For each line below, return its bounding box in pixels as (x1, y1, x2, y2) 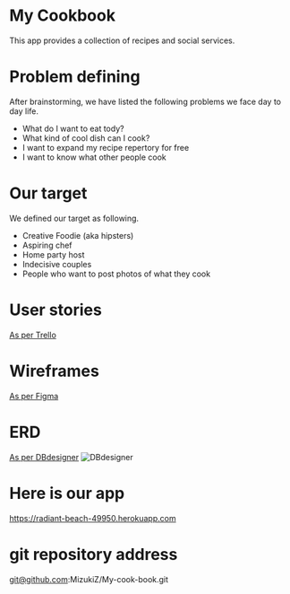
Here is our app (9, 483, 125, 503)
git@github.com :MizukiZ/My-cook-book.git (9, 573, 168, 584)
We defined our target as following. (9, 213, 140, 223)
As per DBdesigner (9, 451, 79, 462)
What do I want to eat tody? (21, 123, 124, 134)
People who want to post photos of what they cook (21, 268, 211, 279)
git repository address (9, 544, 178, 564)
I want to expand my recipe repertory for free (21, 142, 190, 153)
